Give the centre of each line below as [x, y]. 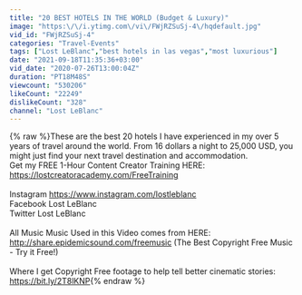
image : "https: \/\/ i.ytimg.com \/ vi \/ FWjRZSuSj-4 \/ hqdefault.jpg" [135, 26]
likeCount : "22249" [46, 93]
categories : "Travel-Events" [64, 43]
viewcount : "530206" [49, 85]
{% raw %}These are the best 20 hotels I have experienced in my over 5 [144, 136]
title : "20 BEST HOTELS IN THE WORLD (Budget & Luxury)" [119, 18]
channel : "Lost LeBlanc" [56, 111]
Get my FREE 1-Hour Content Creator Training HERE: [107, 165]
